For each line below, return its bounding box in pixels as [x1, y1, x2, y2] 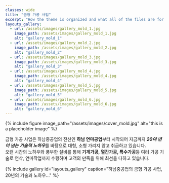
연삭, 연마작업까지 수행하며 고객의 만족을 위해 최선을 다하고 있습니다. [14, 155, 150, 161]
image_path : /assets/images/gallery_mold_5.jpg [14, 87, 116, 93]
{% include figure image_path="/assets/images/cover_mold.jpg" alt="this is [5, 120, 163, 126]
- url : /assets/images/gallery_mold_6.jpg [10, 97, 101, 102]
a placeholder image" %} [5, 126, 58, 132]
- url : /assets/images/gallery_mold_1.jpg [10, 26, 101, 31]
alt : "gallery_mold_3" [14, 64, 62, 69]
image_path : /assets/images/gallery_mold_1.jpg [14, 31, 116, 36]
